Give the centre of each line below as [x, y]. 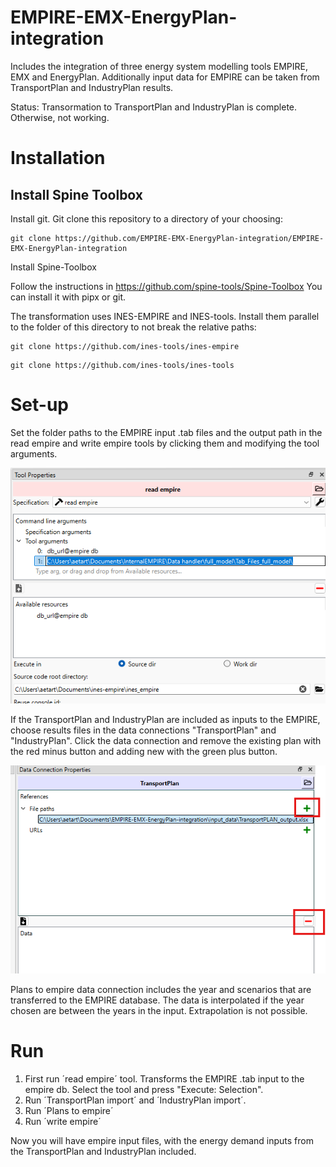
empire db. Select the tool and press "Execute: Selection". [144, 1089]
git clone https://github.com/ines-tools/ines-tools [122, 365]
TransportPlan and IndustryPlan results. [92, 87]
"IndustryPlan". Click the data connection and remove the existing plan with [166, 740]
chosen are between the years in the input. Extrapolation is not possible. [159, 1011]
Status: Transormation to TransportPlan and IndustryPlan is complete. [154, 107]
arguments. [34, 453]
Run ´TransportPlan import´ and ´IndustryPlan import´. [135, 1100]
